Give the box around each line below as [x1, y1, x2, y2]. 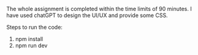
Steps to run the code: [6, 24, 63, 31]
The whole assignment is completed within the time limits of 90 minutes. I [6, 5, 192, 12]
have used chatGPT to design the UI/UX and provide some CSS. [6, 12, 168, 19]
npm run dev [15, 42, 48, 49]
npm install [15, 35, 44, 42]
